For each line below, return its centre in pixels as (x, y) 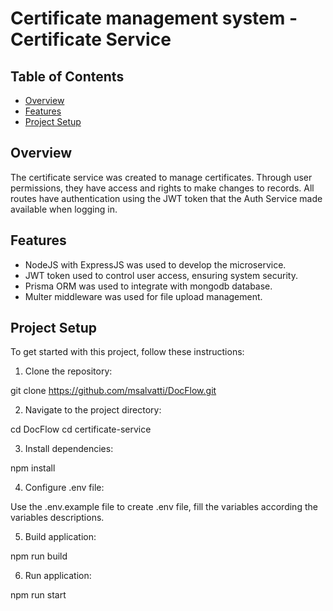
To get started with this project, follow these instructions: (127, 352)
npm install (33, 468)
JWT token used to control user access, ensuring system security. (161, 275)
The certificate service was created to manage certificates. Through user (161, 177)
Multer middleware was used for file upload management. (143, 296)
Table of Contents (67, 76)
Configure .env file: (64, 488)
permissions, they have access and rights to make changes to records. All (162, 188)
